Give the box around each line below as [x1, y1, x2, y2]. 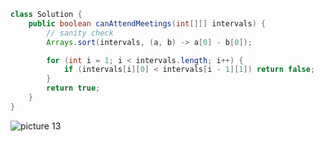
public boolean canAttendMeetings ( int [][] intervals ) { [28, 18, 267, 29]
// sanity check [46, 28, 114, 38]
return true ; [46, 83, 101, 94]
